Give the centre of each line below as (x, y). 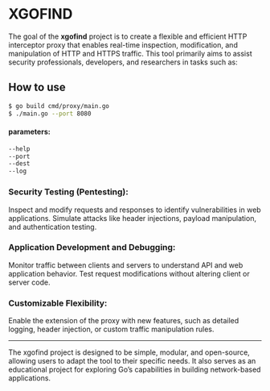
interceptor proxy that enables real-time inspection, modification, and (123, 44)
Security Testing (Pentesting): (68, 192)
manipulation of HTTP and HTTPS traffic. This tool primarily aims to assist (130, 53)
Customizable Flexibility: (58, 303)
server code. (29, 282)
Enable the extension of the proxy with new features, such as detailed (124, 321)
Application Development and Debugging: (92, 247)
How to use (37, 87)
